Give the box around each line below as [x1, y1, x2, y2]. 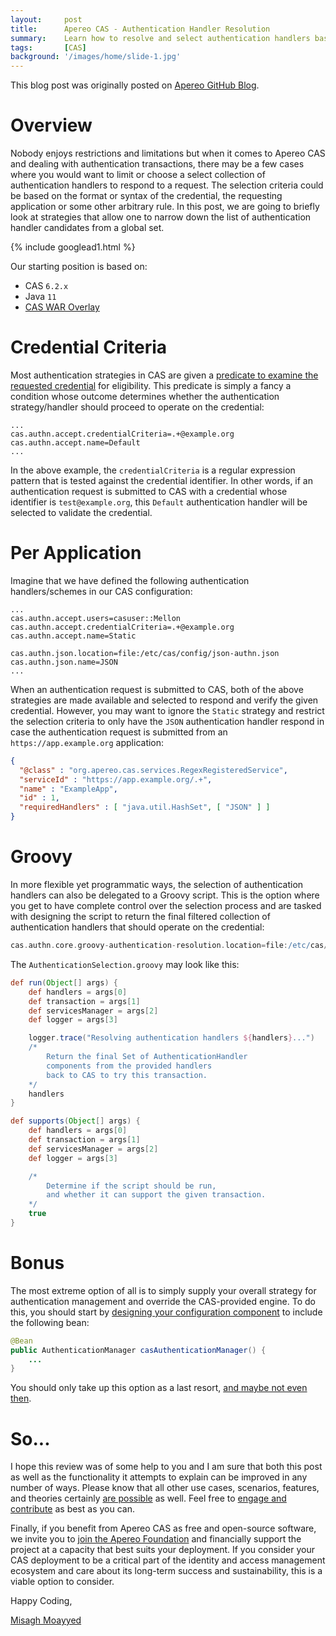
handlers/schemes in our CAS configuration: [10, 585, 193, 597]
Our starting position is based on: [10, 261, 148, 273]
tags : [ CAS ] [10, 42, 87, 53]
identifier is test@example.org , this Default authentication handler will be [10, 496, 308, 508]
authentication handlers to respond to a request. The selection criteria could [10, 179, 324, 191]
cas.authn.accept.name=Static [10, 631, 137, 641]
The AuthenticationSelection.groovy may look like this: [10, 958, 240, 970]
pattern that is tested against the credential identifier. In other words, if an [10, 475, 313, 486]
